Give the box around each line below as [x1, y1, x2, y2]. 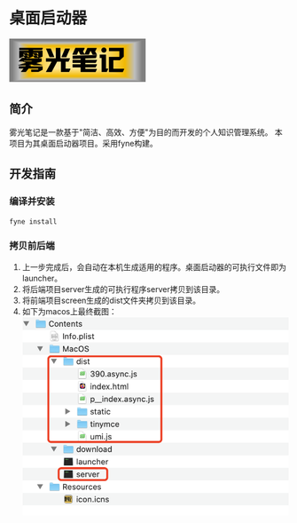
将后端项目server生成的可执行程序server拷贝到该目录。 [21, 283, 224, 294]
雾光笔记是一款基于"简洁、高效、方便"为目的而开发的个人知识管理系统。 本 [9, 126, 283, 138]
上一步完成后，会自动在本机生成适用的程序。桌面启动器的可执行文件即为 [21, 261, 286, 272]
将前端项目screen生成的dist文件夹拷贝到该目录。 [21, 295, 201, 305]
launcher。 [21, 273, 63, 283]
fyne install [9, 218, 58, 226]
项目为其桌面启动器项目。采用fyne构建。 [9, 138, 158, 148]
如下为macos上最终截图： [21, 305, 117, 316]
